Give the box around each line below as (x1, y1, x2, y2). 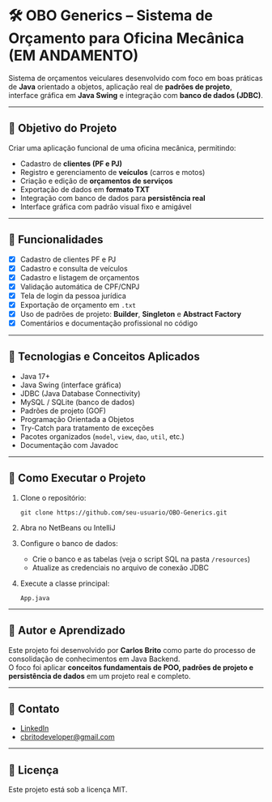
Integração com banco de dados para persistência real (19, 193, 206, 203)
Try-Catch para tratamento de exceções (19, 423, 155, 433)
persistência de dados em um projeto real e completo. (8, 671, 191, 680)
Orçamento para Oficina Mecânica (8, 29, 244, 48)
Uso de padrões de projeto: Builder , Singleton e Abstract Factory (19, 309, 241, 318)
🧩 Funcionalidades (8, 232, 104, 247)
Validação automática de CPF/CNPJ (19, 281, 140, 292)
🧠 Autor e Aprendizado (8, 624, 125, 638)
